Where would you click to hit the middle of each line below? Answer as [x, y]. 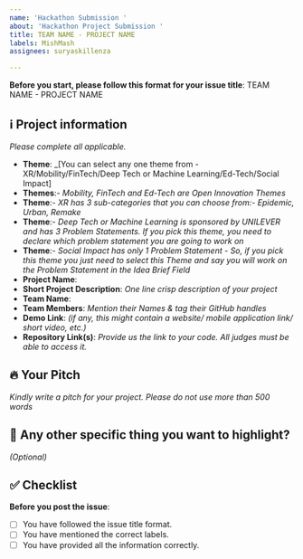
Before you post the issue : [60, 507]
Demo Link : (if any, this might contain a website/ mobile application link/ [158, 317]
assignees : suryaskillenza [60, 52]
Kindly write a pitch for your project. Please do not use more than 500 [140, 397]
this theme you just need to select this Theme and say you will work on [155, 260]
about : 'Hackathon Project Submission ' [87, 26]
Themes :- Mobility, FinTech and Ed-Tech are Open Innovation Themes [154, 193]
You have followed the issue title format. [97, 525]
